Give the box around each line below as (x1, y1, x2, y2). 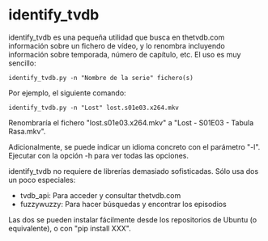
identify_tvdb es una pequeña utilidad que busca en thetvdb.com (8, 32, 225, 42)
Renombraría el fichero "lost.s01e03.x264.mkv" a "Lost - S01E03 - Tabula (8, 117, 254, 127)
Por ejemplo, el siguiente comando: (8, 87, 127, 98)
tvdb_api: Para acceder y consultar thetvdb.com (19, 190, 181, 200)
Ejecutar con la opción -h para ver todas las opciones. (8, 150, 189, 160)
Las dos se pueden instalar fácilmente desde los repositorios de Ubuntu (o (8, 214, 257, 224)
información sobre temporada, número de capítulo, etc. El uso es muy (8, 49, 241, 59)
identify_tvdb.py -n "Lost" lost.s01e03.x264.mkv (8, 104, 180, 112)
